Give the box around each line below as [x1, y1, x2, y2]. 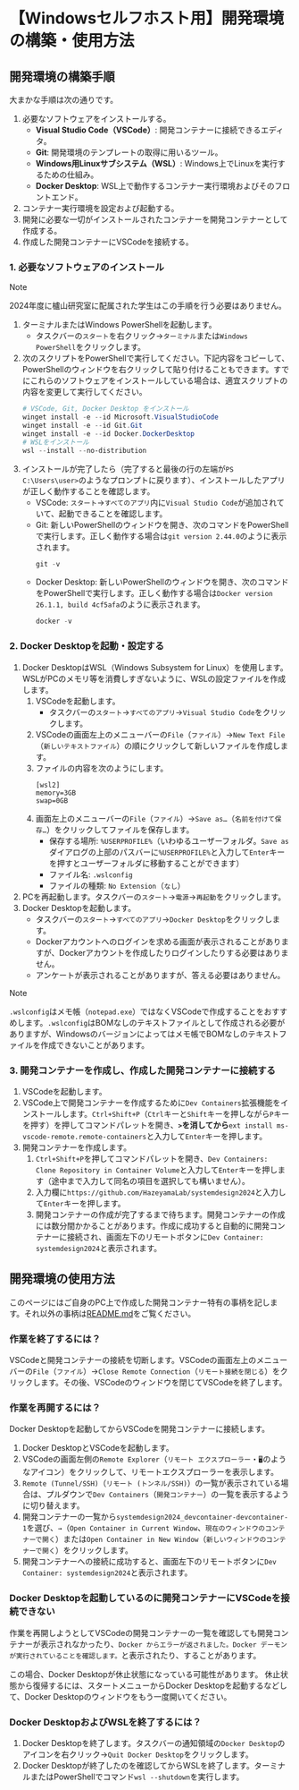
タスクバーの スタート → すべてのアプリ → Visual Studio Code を [48, 706, 263, 717]
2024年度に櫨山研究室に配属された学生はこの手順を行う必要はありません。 [9, 301, 287, 311]
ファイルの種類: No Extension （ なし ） [48, 880, 186, 891]
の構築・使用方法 [9, 30, 136, 51]
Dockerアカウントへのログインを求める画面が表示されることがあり [35, 936, 281, 947]
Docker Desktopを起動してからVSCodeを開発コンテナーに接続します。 [9, 1424, 270, 1435]
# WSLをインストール [21, 438, 89, 447]
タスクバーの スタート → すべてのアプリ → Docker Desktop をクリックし [35, 914, 273, 925]
